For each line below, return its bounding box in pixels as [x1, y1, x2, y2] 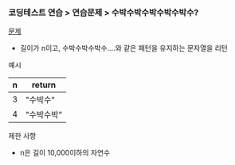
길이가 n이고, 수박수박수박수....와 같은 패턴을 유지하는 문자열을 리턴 [19, 44, 229, 53]
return [31, 79, 57, 90]
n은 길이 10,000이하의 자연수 [19, 148, 111, 158]
